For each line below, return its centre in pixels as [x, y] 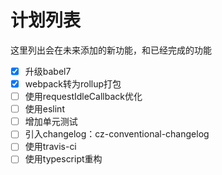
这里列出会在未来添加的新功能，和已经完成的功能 [111, 50]
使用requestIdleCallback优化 [83, 97]
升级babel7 [48, 71]
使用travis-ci [50, 147]
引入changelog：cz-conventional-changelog [117, 134]
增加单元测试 [51, 122]
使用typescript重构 [63, 159]
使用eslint [44, 109]
